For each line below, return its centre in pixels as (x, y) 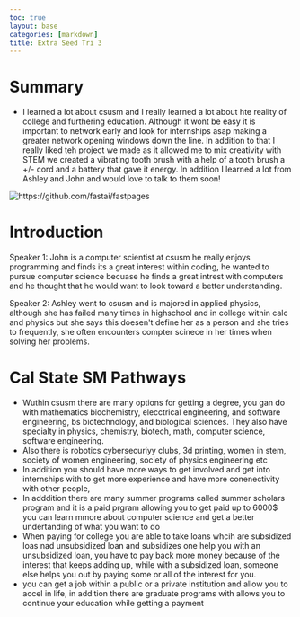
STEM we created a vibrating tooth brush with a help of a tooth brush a (154, 160)
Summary (46, 87)
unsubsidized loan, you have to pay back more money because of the (151, 555)
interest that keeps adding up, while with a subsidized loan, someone (150, 565)
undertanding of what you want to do (91, 527)
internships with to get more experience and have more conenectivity (151, 479)
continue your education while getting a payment (113, 604)
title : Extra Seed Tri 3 (56, 43)
